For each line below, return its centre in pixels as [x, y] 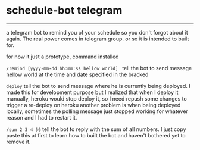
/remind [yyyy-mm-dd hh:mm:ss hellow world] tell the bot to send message [99, 68]
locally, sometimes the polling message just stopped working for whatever [97, 111]
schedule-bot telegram [64, 10]
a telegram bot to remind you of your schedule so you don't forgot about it [97, 32]
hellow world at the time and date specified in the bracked [77, 74]
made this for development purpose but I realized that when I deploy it [92, 92]
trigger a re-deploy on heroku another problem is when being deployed [93, 105]
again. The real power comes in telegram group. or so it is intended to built [98, 39]
